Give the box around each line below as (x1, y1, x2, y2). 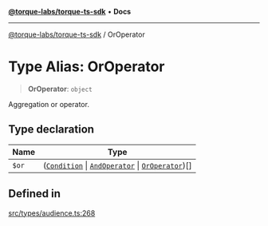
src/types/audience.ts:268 (8, 208, 96, 218)
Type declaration (8, 123, 94, 137)
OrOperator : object (27, 84, 93, 93)
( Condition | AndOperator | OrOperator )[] (42, 160, 193, 171)
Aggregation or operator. (8, 99, 90, 109)
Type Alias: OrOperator (8, 57, 165, 76)
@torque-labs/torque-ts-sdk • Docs (8, 7, 132, 16)
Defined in (8, 187, 61, 200)
